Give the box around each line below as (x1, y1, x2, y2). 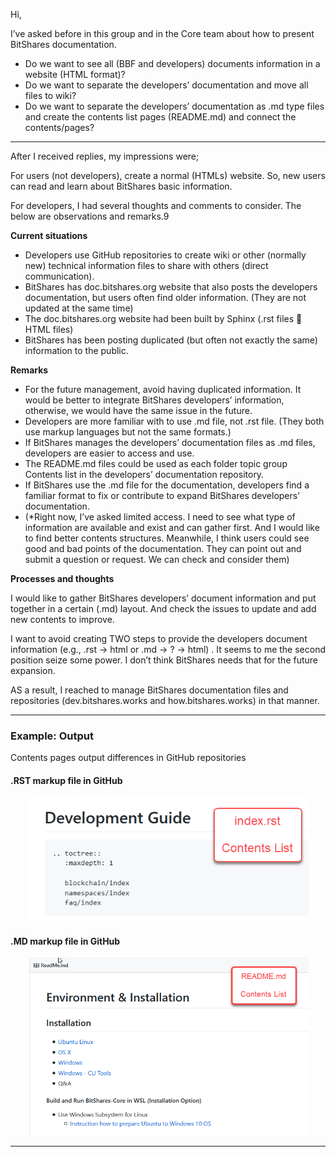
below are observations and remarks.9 (10, 210, 170, 222)
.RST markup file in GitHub (10, 774, 123, 786)
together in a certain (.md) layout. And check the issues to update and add (10, 603, 317, 614)
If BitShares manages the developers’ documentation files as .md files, (24, 437, 316, 448)
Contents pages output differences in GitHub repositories (10, 752, 247, 764)
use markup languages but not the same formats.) (24, 426, 232, 438)
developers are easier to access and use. (24, 447, 195, 459)
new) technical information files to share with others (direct (24, 260, 269, 271)
